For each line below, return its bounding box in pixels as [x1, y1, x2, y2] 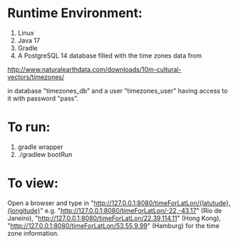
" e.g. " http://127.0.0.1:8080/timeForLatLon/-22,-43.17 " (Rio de [40, 206, 222, 214]
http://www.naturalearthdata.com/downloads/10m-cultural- [7, 65, 182, 73]
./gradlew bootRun [17, 150, 73, 158]
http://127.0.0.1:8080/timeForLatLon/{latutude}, [93, 198, 231, 207]
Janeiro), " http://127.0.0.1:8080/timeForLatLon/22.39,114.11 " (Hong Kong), [7, 214, 222, 222]
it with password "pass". [7, 94, 79, 103]
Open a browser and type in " [7, 198, 94, 207]
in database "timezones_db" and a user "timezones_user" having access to [7, 86, 228, 95]
